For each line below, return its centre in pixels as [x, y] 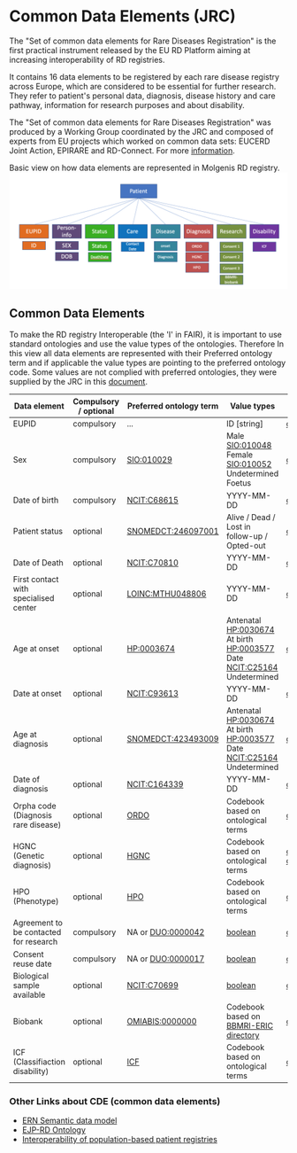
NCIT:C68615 [152, 500]
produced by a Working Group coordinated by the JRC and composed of [141, 131]
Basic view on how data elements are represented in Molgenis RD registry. [145, 167]
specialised [34, 598]
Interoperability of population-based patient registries [120, 1140]
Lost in [239, 526]
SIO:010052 [249, 464]
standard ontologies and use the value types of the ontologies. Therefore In [147, 344]
